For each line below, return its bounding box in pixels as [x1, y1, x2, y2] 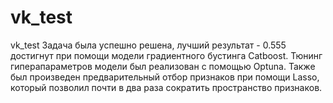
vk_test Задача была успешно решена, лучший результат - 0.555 [10, 39, 287, 51]
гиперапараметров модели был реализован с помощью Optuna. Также [10, 60, 316, 72]
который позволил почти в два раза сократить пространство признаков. [10, 81, 323, 93]
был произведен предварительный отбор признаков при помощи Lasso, [10, 71, 320, 83]
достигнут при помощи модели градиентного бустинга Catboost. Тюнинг [10, 49, 323, 61]
